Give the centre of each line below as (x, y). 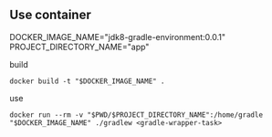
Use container (50, 15)
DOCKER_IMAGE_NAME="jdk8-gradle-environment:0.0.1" (118, 37)
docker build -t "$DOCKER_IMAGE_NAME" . (88, 81)
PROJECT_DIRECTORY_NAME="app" (79, 47)
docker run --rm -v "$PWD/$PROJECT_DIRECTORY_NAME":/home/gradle (136, 115)
